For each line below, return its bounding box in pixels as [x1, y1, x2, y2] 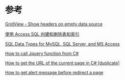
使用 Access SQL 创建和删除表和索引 [5, 31, 80, 37]
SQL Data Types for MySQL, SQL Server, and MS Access [5, 41, 120, 47]
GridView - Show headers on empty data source [5, 21, 103, 27]
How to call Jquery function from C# [5, 50, 79, 56]
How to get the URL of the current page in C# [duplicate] [5, 60, 120, 66]
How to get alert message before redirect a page [5, 69, 104, 75]
